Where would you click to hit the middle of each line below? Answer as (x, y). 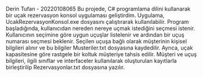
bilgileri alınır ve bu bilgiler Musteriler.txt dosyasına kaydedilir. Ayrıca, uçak (99, 48)
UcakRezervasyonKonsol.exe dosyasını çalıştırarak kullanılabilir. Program (97, 22)
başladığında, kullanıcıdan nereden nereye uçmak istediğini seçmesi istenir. (100, 28)
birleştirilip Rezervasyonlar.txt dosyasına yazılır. (65, 67)
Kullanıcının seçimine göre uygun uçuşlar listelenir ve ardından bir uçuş (95, 35)
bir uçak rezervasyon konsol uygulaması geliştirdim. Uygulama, (85, 15)
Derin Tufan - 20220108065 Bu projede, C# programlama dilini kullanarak (98, 9)
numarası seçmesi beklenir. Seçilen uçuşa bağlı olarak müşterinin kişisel (96, 41)
